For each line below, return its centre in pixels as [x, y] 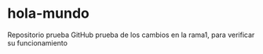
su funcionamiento [38, 42]
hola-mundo [48, 13]
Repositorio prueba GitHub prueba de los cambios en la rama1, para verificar [131, 35]
